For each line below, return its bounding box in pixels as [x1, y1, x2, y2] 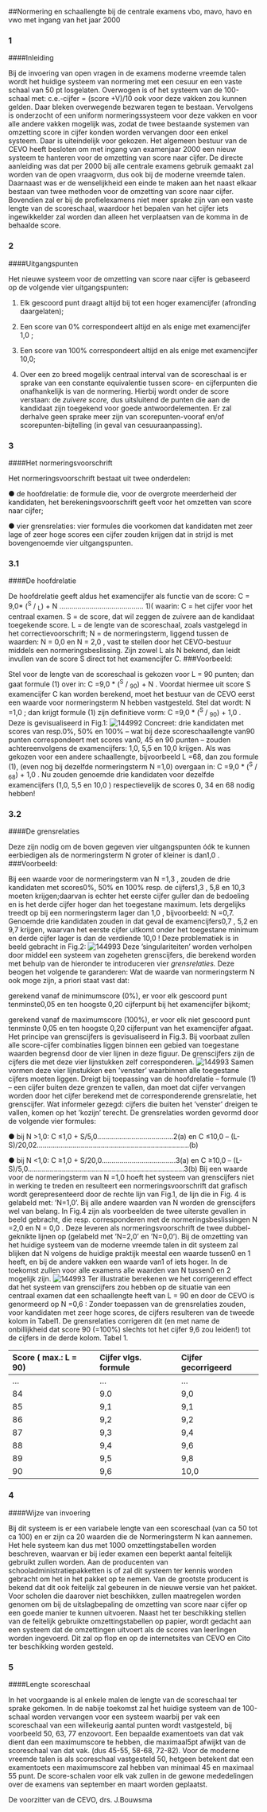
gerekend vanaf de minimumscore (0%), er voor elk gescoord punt [8, 991, 227, 1001]
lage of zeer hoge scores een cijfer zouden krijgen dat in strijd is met [8, 529, 234, 539]
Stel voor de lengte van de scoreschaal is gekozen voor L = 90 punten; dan [8, 669, 254, 679]
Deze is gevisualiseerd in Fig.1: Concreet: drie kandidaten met [8, 717, 244, 727]
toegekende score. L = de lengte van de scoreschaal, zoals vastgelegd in [8, 620, 248, 629]
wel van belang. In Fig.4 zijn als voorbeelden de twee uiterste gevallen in [8, 1207, 246, 1216]
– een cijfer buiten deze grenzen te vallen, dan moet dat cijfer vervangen [8, 1083, 246, 1092]
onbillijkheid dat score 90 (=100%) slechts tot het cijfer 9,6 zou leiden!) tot [8, 1324, 251, 1335]
